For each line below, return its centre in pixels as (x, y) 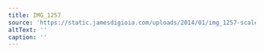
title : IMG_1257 (35, 15)
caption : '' (27, 37)
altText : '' (27, 30)
